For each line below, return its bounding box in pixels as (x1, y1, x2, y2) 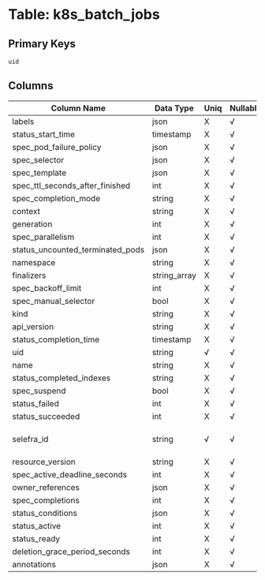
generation (12, 219, 53, 230)
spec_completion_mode (12, 193, 101, 204)
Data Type (154, 103, 195, 114)
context (12, 205, 41, 216)
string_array (151, 270, 197, 281)
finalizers (12, 270, 47, 281)
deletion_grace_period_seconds (12, 546, 130, 557)
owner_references (12, 481, 80, 492)
